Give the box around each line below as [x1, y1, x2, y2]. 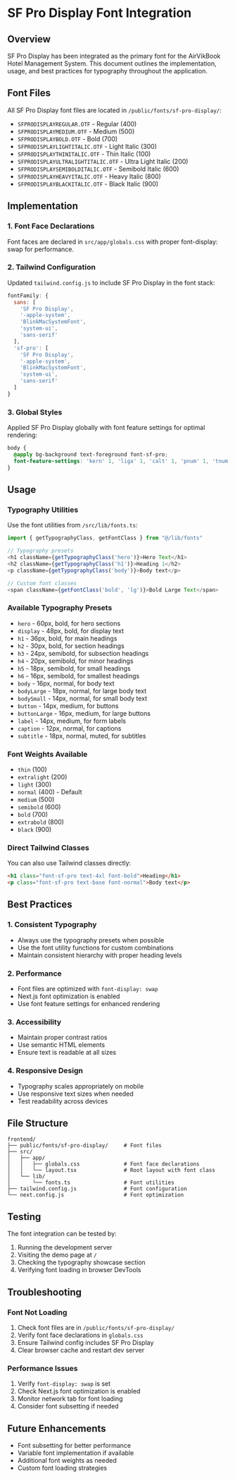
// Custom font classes [7, 580, 77, 587]
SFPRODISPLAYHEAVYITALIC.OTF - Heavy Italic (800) [17, 172, 162, 181]
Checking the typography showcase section [17, 1258, 146, 1267]
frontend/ [7, 1136, 37, 1143]
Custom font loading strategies [17, 1463, 108, 1473]
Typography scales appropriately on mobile [17, 1082, 144, 1090]
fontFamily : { [7, 292, 49, 299]
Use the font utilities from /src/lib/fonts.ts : [7, 521, 138, 529]
